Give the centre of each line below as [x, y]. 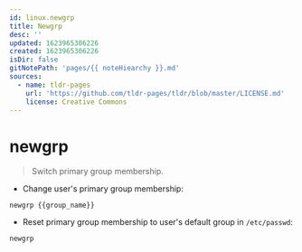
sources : [26, 77]
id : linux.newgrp [42, 18]
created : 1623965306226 [54, 51]
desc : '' [26, 34]
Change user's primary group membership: [103, 189]
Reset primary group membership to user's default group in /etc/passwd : [158, 222]
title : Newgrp [36, 26]
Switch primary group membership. [98, 172]
